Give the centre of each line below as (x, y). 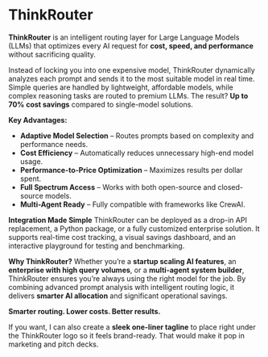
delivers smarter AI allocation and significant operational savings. (118, 296)
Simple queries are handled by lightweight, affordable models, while (121, 87)
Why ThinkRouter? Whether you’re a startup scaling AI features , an (122, 261)
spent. (31, 178)
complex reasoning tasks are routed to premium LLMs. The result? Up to (128, 95)
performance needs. (54, 144)
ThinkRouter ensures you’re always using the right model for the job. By (127, 278)
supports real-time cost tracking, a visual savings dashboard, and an (122, 237)
